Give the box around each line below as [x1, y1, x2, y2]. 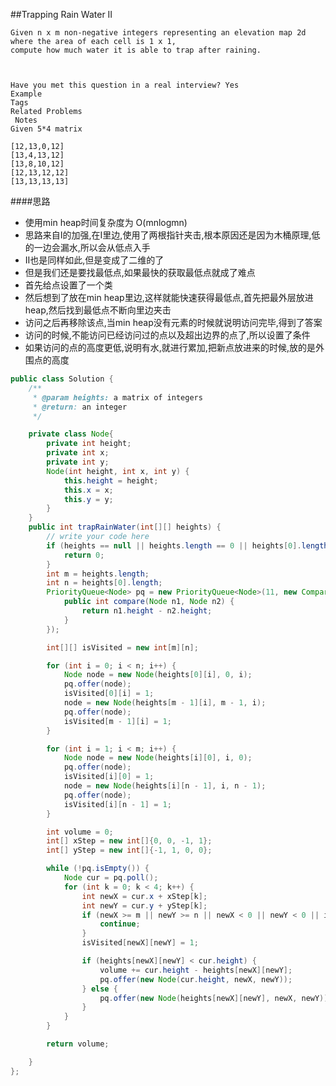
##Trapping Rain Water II [10, 9, 113, 20]
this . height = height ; [63, 475, 159, 486]
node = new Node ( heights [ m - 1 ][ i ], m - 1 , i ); [63, 698, 267, 708]
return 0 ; [63, 550, 105, 560]
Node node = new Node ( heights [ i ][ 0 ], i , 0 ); [63, 753, 253, 763]
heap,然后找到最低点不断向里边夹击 [24, 304, 172, 316]
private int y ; [46, 457, 110, 467]
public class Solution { [10, 374, 114, 384]
